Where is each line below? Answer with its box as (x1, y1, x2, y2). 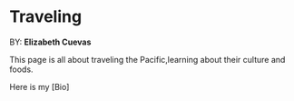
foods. (9, 64, 34, 75)
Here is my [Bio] (9, 81, 70, 92)
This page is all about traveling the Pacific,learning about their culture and (9, 54, 286, 65)
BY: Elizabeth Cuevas (9, 36, 92, 47)
